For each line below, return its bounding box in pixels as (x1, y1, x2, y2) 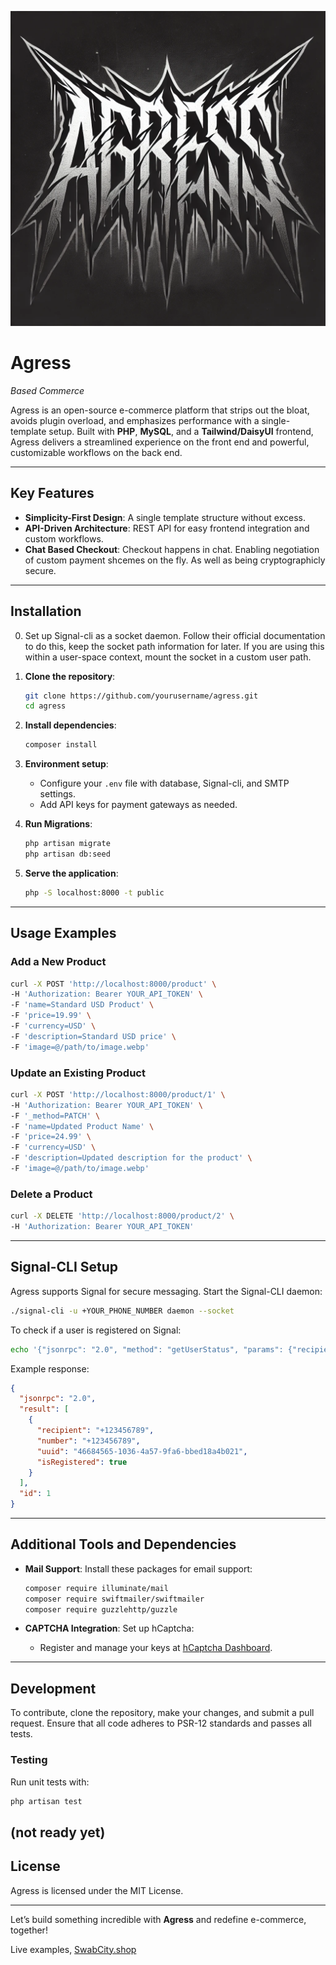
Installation (10, 603, 82, 620)
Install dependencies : (24, 719, 117, 731)
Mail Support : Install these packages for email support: (24, 1562, 253, 1575)
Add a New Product (10, 955, 107, 969)
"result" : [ (19, 1404, 70, 1415)
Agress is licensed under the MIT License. (10, 1884, 184, 1896)
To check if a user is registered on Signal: (10, 1324, 182, 1336)
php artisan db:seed (24, 849, 111, 860)
